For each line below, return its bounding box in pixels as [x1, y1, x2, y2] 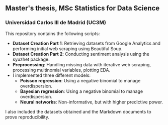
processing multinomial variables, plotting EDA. [12, 67, 111, 73]
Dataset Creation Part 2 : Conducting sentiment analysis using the [12, 51, 149, 57]
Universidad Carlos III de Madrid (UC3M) [5, 19, 107, 26]
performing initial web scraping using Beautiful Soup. [12, 45, 123, 52]
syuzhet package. [12, 56, 50, 62]
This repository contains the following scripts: [5, 30, 100, 37]
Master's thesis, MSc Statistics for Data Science [5, 4, 160, 13]
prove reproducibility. [5, 114, 49, 120]
